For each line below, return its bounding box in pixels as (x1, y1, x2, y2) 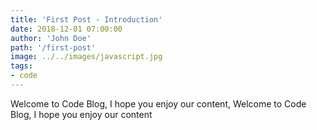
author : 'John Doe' (10, 33, 92, 43)
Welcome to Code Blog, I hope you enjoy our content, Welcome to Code (10, 97, 307, 110)
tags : (10, 61, 33, 71)
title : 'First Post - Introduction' (10, 14, 163, 25)
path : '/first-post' (10, 42, 97, 53)
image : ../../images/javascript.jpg (10, 52, 163, 62)
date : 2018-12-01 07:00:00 (10, 24, 123, 34)
